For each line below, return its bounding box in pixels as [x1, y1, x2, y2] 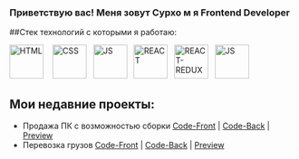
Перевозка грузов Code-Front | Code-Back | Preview [22, 140, 225, 151]
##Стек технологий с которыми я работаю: [9, 27, 177, 38]
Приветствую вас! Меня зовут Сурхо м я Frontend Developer [9, 6, 291, 19]
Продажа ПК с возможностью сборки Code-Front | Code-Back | [22, 120, 270, 132]
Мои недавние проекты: [9, 97, 156, 112]
